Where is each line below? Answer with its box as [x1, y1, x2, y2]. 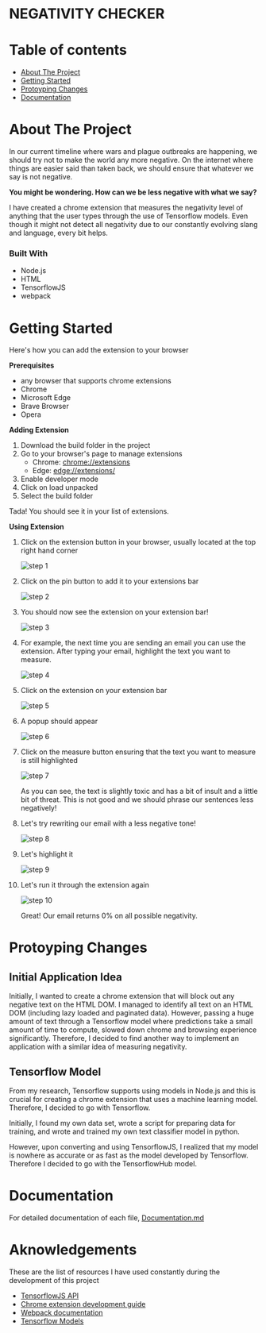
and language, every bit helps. [9, 228, 108, 238]
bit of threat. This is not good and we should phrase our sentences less [20, 795, 254, 804]
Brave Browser [20, 402, 70, 411]
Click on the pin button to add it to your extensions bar [20, 576, 199, 586]
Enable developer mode [20, 474, 98, 484]
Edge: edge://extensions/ [32, 466, 116, 476]
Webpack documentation [20, 1308, 103, 1317]
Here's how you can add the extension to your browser [9, 345, 189, 355]
